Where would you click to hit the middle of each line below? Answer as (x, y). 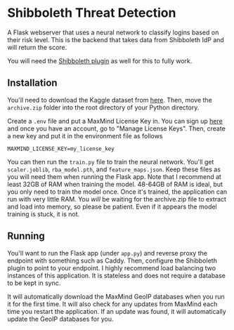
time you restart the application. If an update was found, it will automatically (117, 311)
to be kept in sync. (34, 283)
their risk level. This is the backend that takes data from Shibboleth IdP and (116, 39)
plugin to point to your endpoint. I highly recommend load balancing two (112, 268)
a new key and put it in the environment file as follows (85, 136)
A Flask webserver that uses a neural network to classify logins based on (113, 32)
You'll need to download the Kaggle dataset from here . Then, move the (110, 100)
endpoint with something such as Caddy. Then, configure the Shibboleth (112, 260)
